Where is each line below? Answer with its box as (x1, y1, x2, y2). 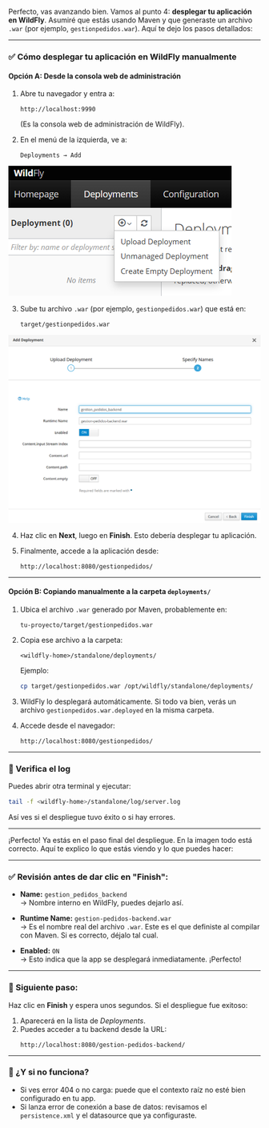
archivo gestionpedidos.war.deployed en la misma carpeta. (19, 704, 215, 715)
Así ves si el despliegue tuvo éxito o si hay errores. (8, 812, 176, 821)
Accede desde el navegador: (19, 721, 115, 730)
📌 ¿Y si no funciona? (8, 1066, 90, 1078)
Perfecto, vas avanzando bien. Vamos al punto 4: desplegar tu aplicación (8, 7, 252, 16)
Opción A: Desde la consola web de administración (8, 71, 182, 81)
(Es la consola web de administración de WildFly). (19, 119, 185, 129)
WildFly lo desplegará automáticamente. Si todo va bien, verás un (19, 696, 237, 706)
